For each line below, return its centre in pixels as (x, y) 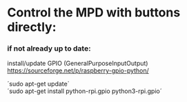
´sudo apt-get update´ (38, 84)
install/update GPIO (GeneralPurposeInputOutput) (78, 64)
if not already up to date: (49, 49)
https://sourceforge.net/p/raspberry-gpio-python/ (78, 71)
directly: (32, 27)
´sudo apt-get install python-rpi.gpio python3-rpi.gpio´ (85, 91)
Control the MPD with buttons (94, 13)
